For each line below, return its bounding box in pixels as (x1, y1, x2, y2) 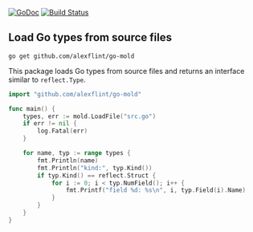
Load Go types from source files (8, 31, 173, 44)
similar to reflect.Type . (8, 75, 86, 84)
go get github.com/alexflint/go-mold (8, 52, 135, 60)
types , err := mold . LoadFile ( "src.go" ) (22, 112, 157, 120)
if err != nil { (22, 120, 78, 128)
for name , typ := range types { (22, 149, 131, 157)
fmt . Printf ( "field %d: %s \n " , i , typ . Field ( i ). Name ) (65, 186, 247, 194)
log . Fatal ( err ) (37, 127, 88, 136)
